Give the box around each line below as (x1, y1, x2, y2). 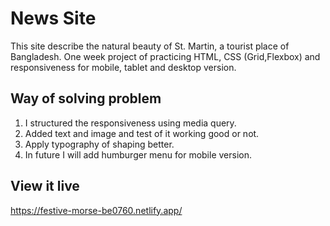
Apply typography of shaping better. (24, 138, 175, 150)
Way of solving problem (10, 90, 162, 107)
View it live (10, 178, 80, 195)
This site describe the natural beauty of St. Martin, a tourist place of (10, 40, 290, 52)
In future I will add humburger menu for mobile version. (24, 148, 252, 161)
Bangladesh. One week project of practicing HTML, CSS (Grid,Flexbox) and (10, 50, 321, 62)
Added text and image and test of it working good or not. (24, 127, 260, 139)
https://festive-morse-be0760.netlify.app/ (10, 204, 183, 216)
